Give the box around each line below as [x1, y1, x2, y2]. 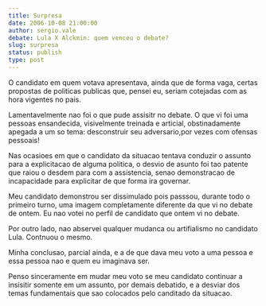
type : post [8, 56, 45, 64]
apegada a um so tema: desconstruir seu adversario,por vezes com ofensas [8, 126, 258, 136]
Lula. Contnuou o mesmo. [8, 232, 93, 242]
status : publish [8, 48, 62, 56]
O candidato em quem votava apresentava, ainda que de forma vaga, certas [8, 77, 258, 87]
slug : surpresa [8, 41, 59, 49]
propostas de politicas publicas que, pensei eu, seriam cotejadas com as [8, 86, 247, 95]
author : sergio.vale [8, 26, 77, 34]
